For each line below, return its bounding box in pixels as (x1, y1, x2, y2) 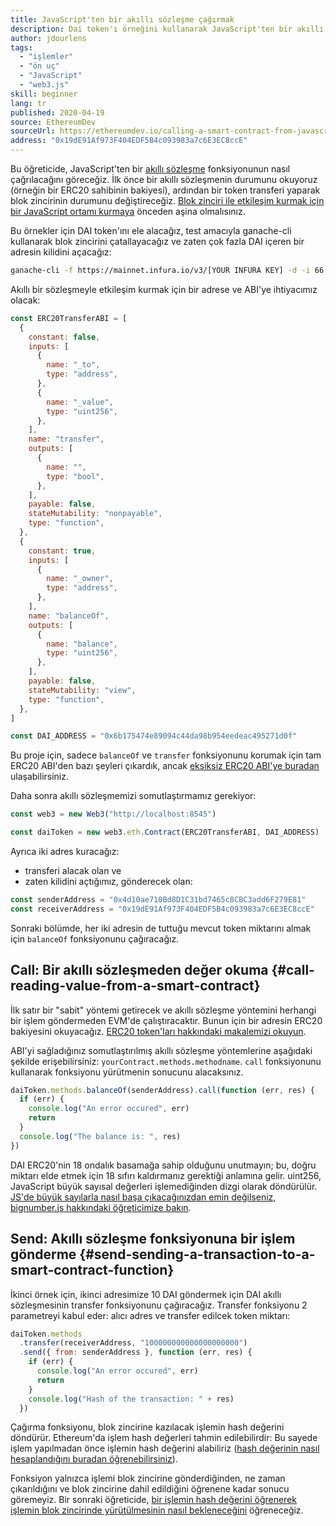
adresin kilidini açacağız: (10, 246, 112, 258)
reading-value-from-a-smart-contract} (10, 977, 261, 995)
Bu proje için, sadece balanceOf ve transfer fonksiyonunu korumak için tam (10, 749, 322, 761)
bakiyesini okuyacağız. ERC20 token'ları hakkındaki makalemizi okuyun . (10, 1025, 307, 1037)
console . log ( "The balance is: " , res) (19, 1131, 182, 1141)
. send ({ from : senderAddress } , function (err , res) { (19, 1347, 253, 1358)
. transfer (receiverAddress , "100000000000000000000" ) (19, 1338, 248, 1348)
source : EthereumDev (10, 117, 97, 127)
